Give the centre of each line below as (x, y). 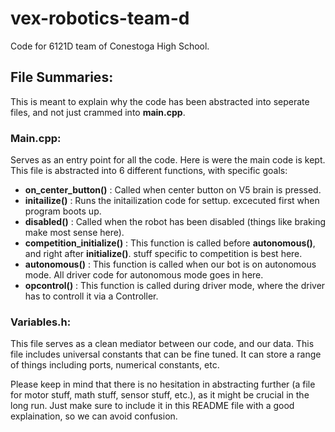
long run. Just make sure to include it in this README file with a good (152, 406)
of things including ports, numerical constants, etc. (115, 365)
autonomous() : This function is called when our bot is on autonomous (170, 264)
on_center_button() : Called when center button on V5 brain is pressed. (173, 190)
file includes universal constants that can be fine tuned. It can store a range (166, 354)
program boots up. (63, 211)
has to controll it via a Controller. (91, 296)
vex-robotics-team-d (100, 18)
